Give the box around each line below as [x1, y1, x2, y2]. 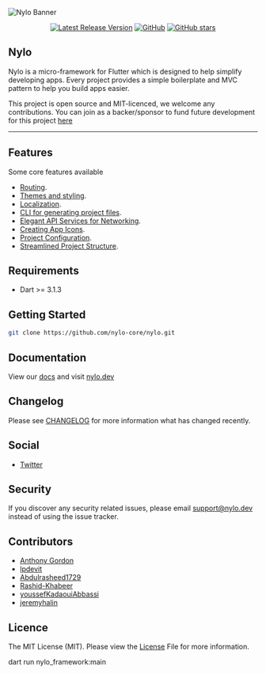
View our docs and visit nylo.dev [8, 372, 115, 381]
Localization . [19, 199, 62, 209]
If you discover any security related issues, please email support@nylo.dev [8, 503, 253, 513]
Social [8, 439, 40, 452]
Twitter [19, 460, 44, 469]
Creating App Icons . [19, 224, 85, 233]
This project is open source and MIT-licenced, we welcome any [8, 99, 215, 108]
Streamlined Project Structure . [19, 241, 119, 251]
